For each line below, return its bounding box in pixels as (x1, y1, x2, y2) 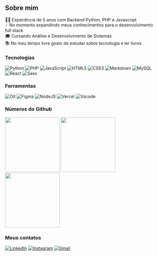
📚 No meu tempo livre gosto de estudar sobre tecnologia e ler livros (5, 40, 142, 46)
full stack (5, 27, 23, 33)
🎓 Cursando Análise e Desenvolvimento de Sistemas (5, 33, 112, 38)
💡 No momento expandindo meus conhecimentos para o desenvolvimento (5, 22, 154, 28)
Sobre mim (5, 4, 39, 12)
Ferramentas (5, 83, 36, 90)
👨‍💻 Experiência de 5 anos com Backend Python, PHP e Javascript (5, 17, 137, 22)
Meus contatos (5, 234, 41, 241)
